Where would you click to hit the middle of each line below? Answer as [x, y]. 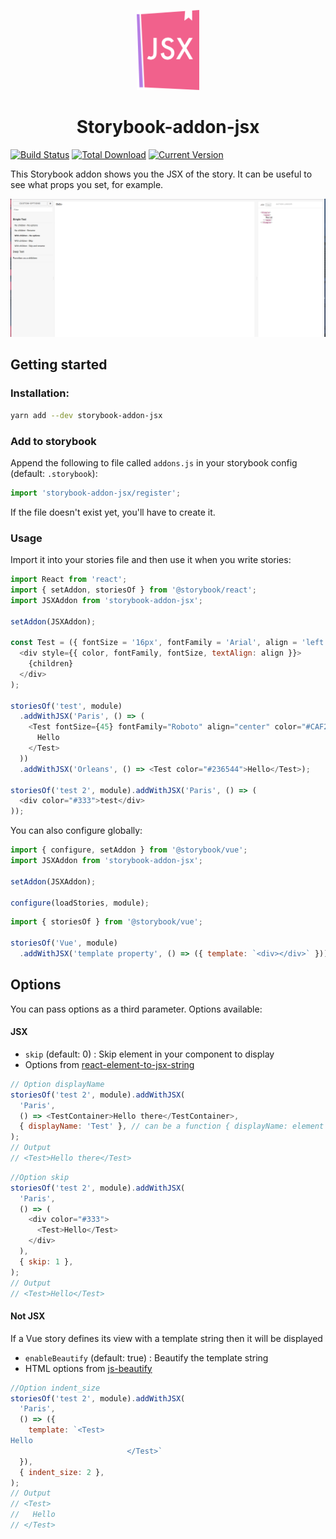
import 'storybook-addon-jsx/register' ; [96, 493]
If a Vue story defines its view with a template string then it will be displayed [166, 1338]
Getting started [59, 365]
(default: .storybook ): [54, 473]
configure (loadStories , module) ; [80, 903]
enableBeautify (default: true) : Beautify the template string [146, 1357]
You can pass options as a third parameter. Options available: [136, 1009]
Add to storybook [53, 441]
